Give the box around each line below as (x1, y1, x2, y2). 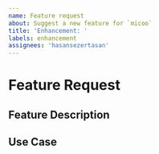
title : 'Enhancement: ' (8, 26, 88, 34)
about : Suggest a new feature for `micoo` (8, 19, 153, 27)
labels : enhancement (8, 34, 78, 43)
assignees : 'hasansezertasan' (8, 42, 110, 50)
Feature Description (8, 107, 110, 121)
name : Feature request (8, 11, 84, 20)
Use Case (8, 136, 58, 149)
